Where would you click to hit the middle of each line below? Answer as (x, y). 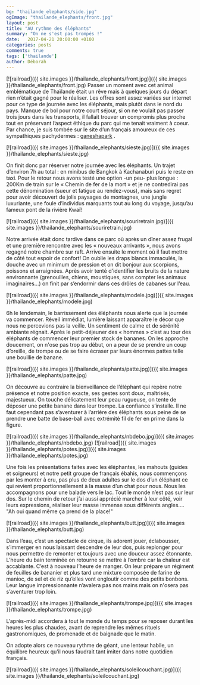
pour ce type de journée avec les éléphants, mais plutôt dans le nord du (94, 104)
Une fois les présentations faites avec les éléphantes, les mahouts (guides (97, 467)
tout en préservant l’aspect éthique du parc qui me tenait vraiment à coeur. (98, 123)
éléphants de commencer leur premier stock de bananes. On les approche (97, 338)
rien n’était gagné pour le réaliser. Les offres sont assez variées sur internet (99, 98)
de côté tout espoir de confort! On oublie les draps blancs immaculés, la (95, 258)
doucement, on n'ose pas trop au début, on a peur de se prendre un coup (96, 344)
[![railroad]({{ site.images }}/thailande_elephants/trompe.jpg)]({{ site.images (99, 603)
